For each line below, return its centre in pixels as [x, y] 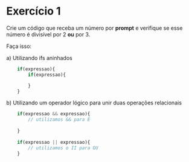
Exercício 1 [34, 11]
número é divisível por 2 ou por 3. [48, 34]
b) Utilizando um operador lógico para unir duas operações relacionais [94, 103]
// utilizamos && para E [59, 120]
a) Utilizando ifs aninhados [39, 58]
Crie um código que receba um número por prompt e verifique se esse [94, 28]
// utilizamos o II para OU [63, 148]
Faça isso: [19, 46]
